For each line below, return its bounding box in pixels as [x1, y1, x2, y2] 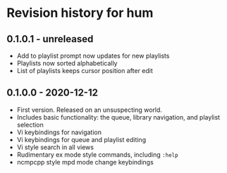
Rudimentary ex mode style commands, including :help [16, 150, 178, 159]
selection [16, 120, 44, 129]
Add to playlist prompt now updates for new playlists [16, 51, 170, 60]
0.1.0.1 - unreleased [6, 33, 94, 45]
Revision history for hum [6, 5, 154, 21]
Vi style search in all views [16, 143, 94, 151]
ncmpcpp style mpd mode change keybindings [16, 158, 154, 166]
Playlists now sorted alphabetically [16, 59, 118, 68]
